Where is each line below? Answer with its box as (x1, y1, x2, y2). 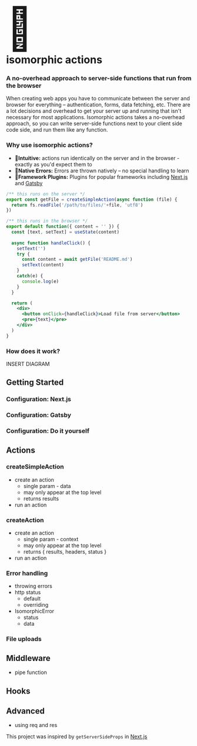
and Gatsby (14, 179, 43, 186)
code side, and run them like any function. (6, 126, 108, 133)
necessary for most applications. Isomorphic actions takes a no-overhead (6, 114, 185, 121)
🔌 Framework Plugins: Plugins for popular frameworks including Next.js (14, 173, 188, 180)
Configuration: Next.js (6, 395, 72, 404)
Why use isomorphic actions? (6, 141, 93, 149)
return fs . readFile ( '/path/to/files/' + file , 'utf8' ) (11, 202, 143, 208)
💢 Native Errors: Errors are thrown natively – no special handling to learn (14, 167, 189, 174)
